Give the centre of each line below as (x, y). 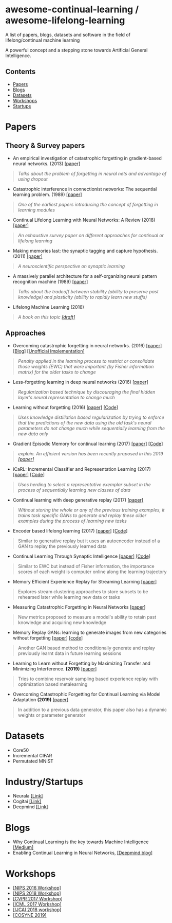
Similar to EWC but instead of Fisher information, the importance (86, 566)
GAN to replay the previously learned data (62, 546)
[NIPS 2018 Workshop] (37, 893)
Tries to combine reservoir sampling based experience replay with (88, 679)
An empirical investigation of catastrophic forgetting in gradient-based (87, 158)
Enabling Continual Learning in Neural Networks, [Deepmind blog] (83, 853)
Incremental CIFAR (32, 755)
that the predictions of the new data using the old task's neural (84, 422)
